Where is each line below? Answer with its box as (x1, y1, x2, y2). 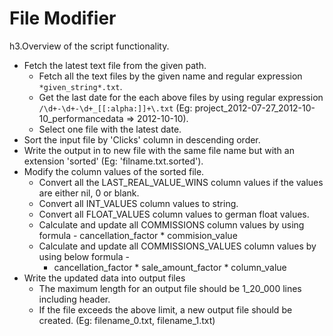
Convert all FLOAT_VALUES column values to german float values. (38, 208, 310, 220)
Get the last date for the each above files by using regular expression (38, 91, 324, 103)
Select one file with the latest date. (38, 123, 182, 135)
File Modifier (9, 7, 117, 30)
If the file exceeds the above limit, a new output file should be (38, 303, 293, 316)
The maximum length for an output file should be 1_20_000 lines (38, 282, 302, 294)
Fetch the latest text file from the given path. (23, 59, 207, 71)
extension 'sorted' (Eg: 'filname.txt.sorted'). (23, 155, 204, 167)
